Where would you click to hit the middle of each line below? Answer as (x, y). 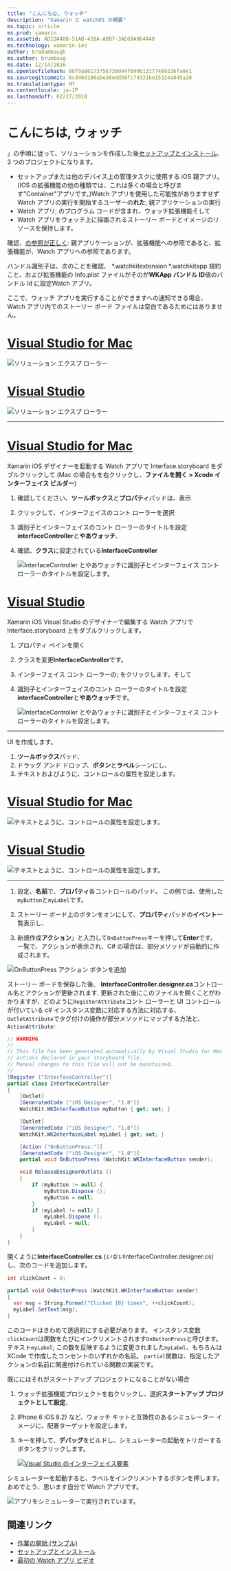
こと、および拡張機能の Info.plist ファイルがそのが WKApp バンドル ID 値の (112, 274)
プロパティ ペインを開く (51, 645)
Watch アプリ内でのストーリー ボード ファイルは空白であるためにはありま (112, 306)
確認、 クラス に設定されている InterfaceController (87, 550)
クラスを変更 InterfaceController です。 (72, 660)
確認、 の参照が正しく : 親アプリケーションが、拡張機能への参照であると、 (111, 242)
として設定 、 (54, 1402)
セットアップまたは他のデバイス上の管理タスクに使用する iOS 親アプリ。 (120, 176)
